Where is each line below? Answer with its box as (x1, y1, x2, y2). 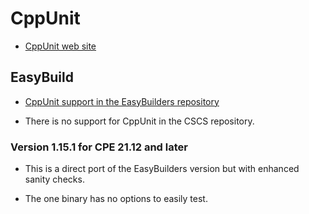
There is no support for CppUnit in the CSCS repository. (24, 115, 255, 127)
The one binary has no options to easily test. (24, 193, 208, 205)
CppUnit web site (24, 40, 97, 52)
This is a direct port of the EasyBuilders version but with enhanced (24, 163, 300, 175)
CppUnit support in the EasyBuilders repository (24, 95, 220, 107)
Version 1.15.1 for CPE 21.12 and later (10, 140, 188, 154)
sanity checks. (24, 173, 85, 186)
